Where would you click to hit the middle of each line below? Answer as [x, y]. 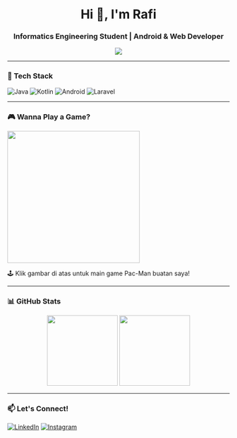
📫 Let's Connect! [38, 409]
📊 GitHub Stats [34, 301]
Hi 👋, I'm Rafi [119, 14]
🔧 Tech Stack [30, 76]
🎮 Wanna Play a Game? [49, 117]
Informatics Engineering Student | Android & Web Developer [119, 37]
